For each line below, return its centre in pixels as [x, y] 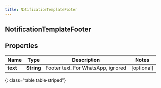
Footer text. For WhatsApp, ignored [86, 68]
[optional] [142, 68]
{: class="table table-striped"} [35, 80]
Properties [22, 46]
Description [86, 60]
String [34, 68]
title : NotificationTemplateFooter [41, 10]
